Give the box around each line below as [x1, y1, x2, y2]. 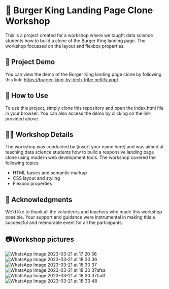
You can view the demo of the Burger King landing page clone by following [5, 71, 162, 77]
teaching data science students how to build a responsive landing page [5, 149, 154, 155]
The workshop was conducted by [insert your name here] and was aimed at [5, 144, 164, 150]
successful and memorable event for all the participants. [5, 219, 123, 226]
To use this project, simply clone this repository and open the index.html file [5, 105, 164, 111]
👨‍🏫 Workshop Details [5, 130, 74, 139]
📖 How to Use [5, 91, 48, 100]
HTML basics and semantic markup [12, 170, 87, 176]
